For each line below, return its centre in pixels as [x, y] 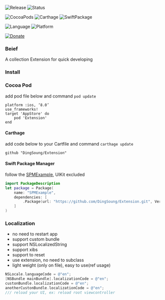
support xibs [25, 250]
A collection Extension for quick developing [49, 59]
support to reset [28, 255]
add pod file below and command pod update [51, 96]
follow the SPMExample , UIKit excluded [45, 175]
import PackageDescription [33, 183]
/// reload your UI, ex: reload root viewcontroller [60, 292]
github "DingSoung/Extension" [36, 153]
